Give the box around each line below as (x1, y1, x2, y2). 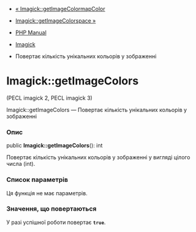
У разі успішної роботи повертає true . (6, 219, 106, 226)
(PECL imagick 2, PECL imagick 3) (6, 94, 93, 102)
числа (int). (6, 160, 36, 168)
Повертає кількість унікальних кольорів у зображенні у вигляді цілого (6, 154, 190, 161)
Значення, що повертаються (6, 204, 97, 213)
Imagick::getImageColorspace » (15, 17, 96, 24)
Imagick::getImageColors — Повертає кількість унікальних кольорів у (6, 106, 187, 113)
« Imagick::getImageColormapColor (15, 6, 105, 12)
